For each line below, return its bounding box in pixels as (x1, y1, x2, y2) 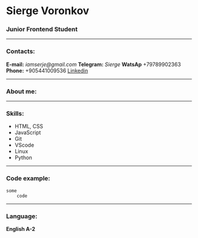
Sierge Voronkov (6, 4, 90, 18)
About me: (6, 87, 37, 95)
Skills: (6, 110, 25, 117)
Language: (6, 212, 38, 220)
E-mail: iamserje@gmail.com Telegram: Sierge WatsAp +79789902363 (6, 61, 181, 68)
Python (14, 154, 32, 161)
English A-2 (6, 225, 35, 232)
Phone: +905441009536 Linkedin (6, 67, 88, 74)
